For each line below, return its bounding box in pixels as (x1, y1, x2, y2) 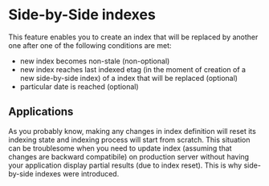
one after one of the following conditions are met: (8, 40, 172, 50)
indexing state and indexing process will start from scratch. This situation (8, 135, 251, 144)
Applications (8, 105, 74, 119)
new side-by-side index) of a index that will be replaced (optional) (19, 73, 238, 83)
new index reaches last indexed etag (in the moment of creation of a (19, 64, 247, 74)
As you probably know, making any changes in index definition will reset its (8, 126, 257, 135)
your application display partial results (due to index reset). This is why (8, 160, 243, 170)
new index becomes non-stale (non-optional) (19, 56, 170, 66)
